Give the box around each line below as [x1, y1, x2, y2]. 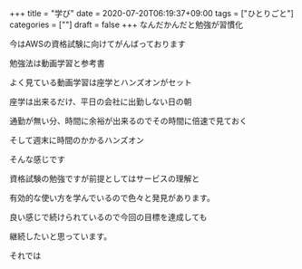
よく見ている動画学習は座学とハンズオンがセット [9, 77, 192, 88]
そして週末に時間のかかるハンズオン [9, 135, 145, 145]
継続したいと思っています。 [9, 231, 112, 242]
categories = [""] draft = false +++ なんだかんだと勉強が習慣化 [9, 19, 243, 30]
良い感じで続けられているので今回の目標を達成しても [9, 212, 208, 222]
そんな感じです [9, 154, 65, 165]
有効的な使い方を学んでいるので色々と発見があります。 [9, 193, 215, 203]
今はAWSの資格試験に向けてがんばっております [9, 39, 186, 49]
